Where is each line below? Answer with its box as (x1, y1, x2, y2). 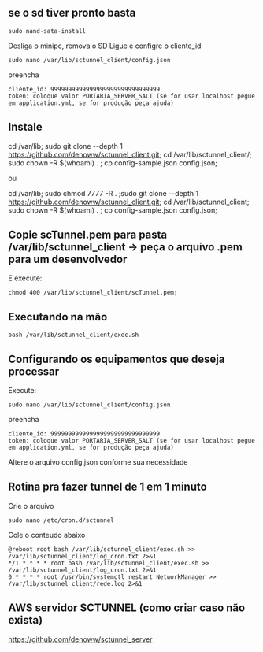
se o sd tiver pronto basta (8, 6, 136, 20)
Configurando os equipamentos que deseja (8, 352, 225, 365)
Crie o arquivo (8, 501, 54, 510)
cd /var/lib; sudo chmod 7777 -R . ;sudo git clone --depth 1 (8, 188, 199, 198)
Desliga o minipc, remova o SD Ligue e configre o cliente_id (8, 41, 202, 50)
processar (8, 365, 60, 378)
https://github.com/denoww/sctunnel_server (8, 634, 153, 644)
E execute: (8, 273, 43, 283)
